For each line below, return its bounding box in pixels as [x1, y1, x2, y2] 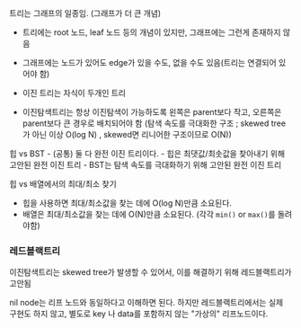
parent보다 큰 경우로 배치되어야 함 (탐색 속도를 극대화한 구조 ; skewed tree [22, 118, 286, 129]
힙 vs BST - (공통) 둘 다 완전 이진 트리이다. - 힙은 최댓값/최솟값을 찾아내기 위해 [9, 148, 286, 159]
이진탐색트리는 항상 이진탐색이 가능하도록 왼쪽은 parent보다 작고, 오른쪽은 [22, 107, 282, 117]
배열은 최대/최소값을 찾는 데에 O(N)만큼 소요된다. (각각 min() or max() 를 [22, 209, 276, 219]
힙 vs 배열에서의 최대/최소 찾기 [9, 179, 117, 189]
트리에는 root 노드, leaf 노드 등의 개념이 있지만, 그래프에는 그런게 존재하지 [22, 27, 281, 38]
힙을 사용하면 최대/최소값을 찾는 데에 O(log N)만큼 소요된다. [22, 198, 232, 208]
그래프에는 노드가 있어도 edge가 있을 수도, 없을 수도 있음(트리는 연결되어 [22, 58, 277, 67]
